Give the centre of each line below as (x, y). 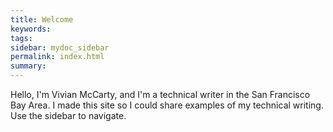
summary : (28, 66)
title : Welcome (42, 19)
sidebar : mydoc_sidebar (60, 47)
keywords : (31, 29)
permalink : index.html (57, 57)
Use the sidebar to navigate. (68, 115)
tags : (21, 38)
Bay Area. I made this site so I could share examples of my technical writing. (167, 105)
